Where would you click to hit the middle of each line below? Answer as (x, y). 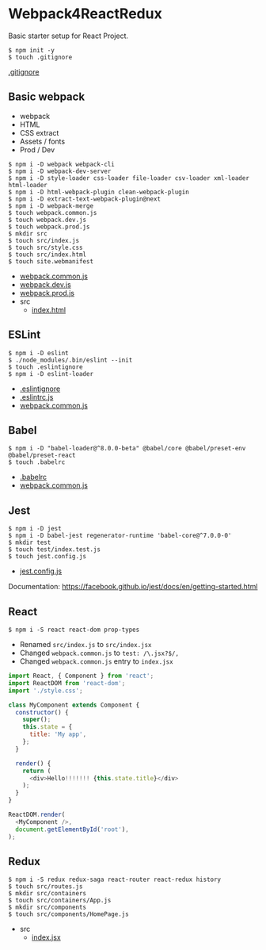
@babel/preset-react (42, 456)
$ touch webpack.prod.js (49, 227)
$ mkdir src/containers (47, 894)
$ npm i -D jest (35, 529)
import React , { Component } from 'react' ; (81, 676)
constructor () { (42, 712)
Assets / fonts (42, 141)
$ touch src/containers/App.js (60, 901)
